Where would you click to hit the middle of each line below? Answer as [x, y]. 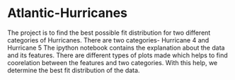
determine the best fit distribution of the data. [74, 70]
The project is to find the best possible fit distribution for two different [109, 33]
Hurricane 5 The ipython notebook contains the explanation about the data [116, 47]
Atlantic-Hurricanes [68, 13]
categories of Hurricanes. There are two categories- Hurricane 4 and [108, 40]
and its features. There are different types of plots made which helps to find [117, 55]
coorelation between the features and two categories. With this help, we [113, 62]
